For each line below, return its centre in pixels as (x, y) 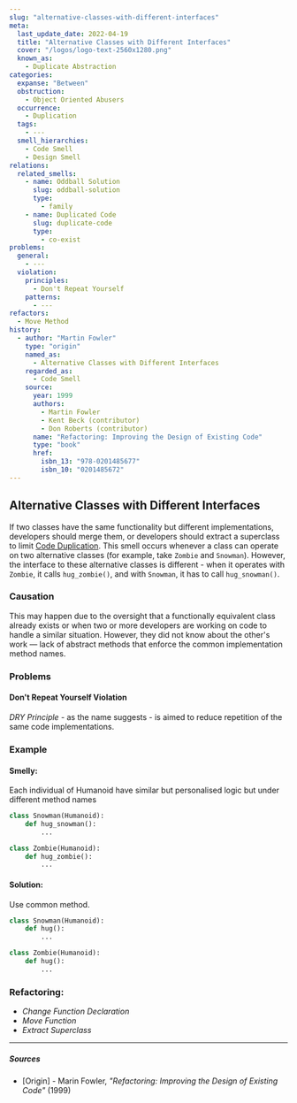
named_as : (43, 355)
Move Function (49, 1021)
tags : (27, 125)
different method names (53, 800)
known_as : (35, 58)
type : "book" (57, 445)
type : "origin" (53, 346)
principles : (47, 280)
